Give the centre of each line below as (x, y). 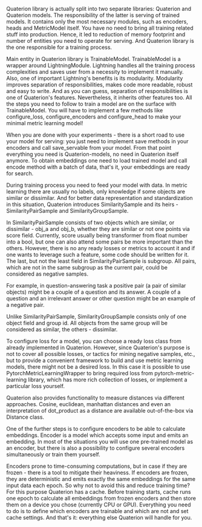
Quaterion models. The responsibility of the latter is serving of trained (93, 15)
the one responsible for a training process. (59, 47)
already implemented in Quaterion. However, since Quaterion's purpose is (98, 348)
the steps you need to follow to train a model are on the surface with (91, 104)
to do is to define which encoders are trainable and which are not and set (97, 511)
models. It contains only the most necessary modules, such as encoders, (97, 21)
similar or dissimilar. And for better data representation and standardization (100, 198)
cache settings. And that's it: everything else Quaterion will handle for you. (99, 517)
